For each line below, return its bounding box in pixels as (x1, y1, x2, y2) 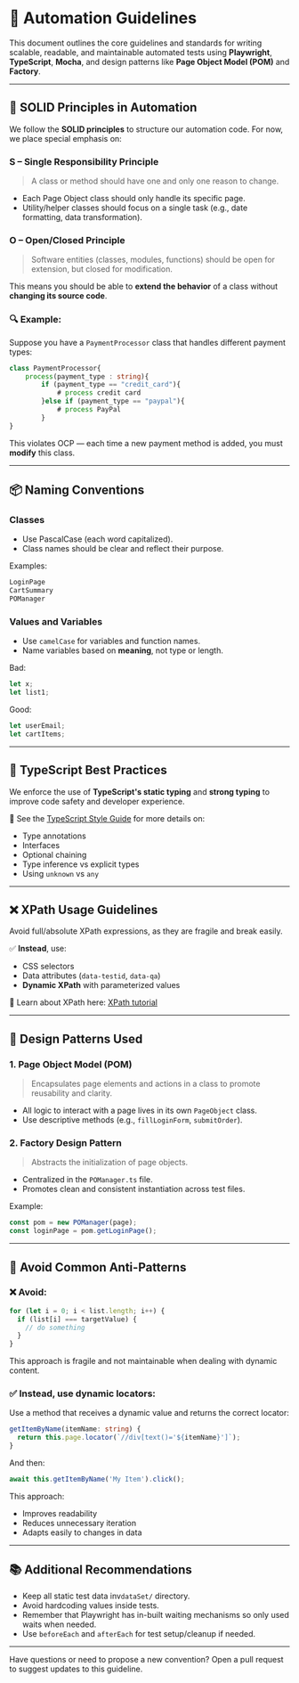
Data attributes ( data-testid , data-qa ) (21, 970, 161, 981)
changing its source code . (9, 290, 108, 301)
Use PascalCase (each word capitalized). (21, 534, 174, 544)
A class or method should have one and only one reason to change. (30, 176, 279, 186)
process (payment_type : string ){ (25, 372, 149, 381)
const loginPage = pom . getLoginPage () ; (9, 1227, 158, 1236)
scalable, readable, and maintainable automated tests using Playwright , (9, 46, 273, 57)
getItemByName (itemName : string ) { (9, 1425, 141, 1434)
